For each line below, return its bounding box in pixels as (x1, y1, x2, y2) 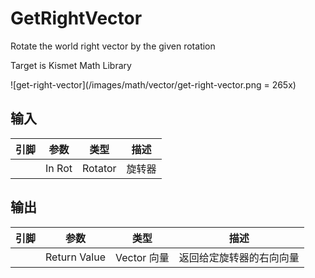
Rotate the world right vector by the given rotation (10, 40, 216, 52)
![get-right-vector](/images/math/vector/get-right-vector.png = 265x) (10, 78, 297, 91)
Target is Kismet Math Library (10, 59, 132, 71)
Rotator (81, 161, 117, 175)
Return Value (45, 250, 106, 264)
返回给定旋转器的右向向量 (178, 250, 300, 264)
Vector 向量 (115, 250, 170, 264)
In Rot (45, 161, 73, 175)
